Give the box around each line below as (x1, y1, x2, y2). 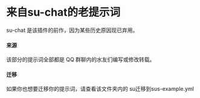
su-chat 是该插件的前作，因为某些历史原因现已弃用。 (6, 26, 138, 34)
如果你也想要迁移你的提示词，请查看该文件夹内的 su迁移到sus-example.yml (6, 85, 195, 93)
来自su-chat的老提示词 (6, 5, 121, 19)
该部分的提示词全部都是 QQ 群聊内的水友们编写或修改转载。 (6, 56, 155, 63)
